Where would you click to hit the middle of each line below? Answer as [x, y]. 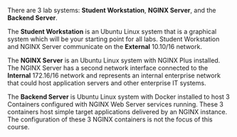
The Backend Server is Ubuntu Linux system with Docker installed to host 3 [118, 97]
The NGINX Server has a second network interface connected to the [108, 68]
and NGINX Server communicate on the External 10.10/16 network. [105, 46]
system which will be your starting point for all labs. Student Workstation [114, 39]
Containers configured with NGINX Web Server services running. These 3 [116, 104]
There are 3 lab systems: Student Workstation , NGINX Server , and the [112, 10]
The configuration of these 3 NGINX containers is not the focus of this [110, 119]
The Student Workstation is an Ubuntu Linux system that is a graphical [112, 32]
